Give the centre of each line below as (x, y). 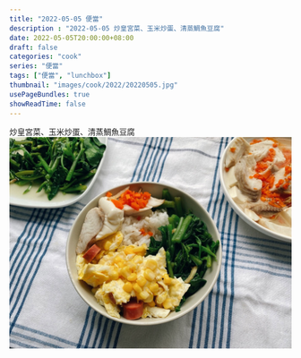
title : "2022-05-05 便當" (56, 19)
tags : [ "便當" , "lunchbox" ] (60, 76)
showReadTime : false (48, 104)
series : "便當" (36, 66)
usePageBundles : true (50, 94)
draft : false (34, 47)
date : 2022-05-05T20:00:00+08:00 (72, 38)
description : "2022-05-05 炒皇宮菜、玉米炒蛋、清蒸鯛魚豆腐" (117, 28)
